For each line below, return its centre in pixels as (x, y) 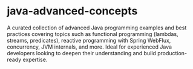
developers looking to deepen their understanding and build (81, 53)
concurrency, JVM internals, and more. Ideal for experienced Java (89, 47)
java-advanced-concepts (72, 11)
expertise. (35, 59)
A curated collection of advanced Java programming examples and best (97, 28)
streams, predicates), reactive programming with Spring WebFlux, (89, 40)
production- (172, 53)
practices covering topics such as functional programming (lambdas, (93, 34)
